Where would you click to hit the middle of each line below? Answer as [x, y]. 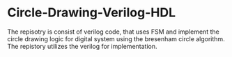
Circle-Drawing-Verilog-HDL [92, 13]
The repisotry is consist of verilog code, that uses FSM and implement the [113, 32]
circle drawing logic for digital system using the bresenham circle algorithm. [116, 38]
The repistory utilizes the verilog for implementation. [82, 46]
